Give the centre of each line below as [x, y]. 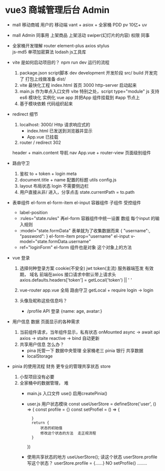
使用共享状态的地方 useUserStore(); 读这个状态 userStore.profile [92, 457]
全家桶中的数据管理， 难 [44, 383]
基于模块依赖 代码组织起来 [46, 104]
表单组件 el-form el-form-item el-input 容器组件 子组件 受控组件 [77, 202]
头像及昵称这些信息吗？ [43, 300]
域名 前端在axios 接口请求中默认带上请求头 [73, 274]
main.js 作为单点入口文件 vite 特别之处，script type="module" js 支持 [89, 91]
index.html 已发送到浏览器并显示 [60, 131]
